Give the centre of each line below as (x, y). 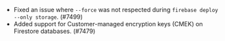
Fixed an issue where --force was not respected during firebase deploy (116, 10)
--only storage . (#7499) (48, 17)
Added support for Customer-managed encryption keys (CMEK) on (108, 24)
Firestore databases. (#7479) (54, 31)
